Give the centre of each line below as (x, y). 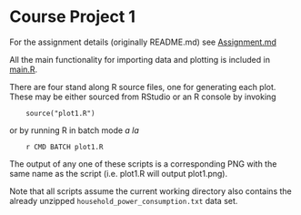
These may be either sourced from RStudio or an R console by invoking (143, 97)
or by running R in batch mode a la (74, 130)
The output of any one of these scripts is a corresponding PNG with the (143, 164)
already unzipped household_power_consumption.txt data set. (124, 200)
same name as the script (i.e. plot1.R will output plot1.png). (119, 173)
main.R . (24, 69)
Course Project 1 (73, 17)
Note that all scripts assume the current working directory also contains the (151, 191)
